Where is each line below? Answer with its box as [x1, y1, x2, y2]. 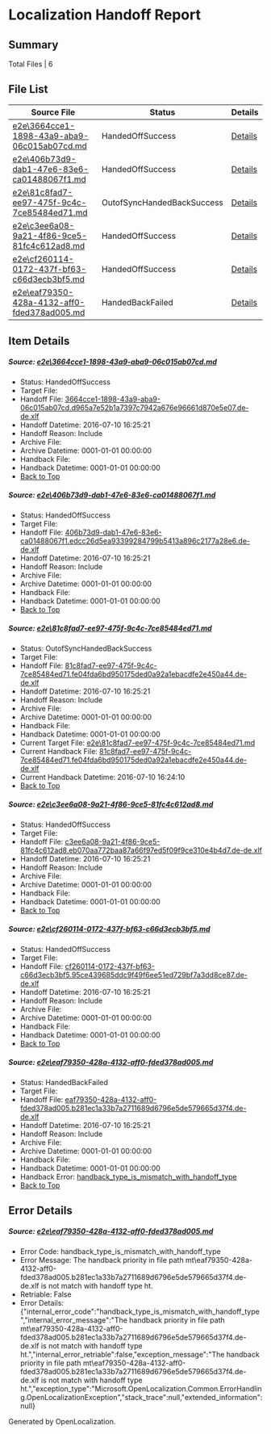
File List [8, 82, 48, 96]
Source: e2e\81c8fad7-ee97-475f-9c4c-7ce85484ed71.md [8, 623, 212, 633]
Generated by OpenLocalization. [8, 1417, 116, 1427]
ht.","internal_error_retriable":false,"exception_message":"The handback [19, 1350, 260, 1360]
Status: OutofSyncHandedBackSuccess [19, 644, 152, 653]
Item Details [8, 334, 70, 348]
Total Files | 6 [8, 59, 53, 69]
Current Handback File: [19, 747, 98, 757]
